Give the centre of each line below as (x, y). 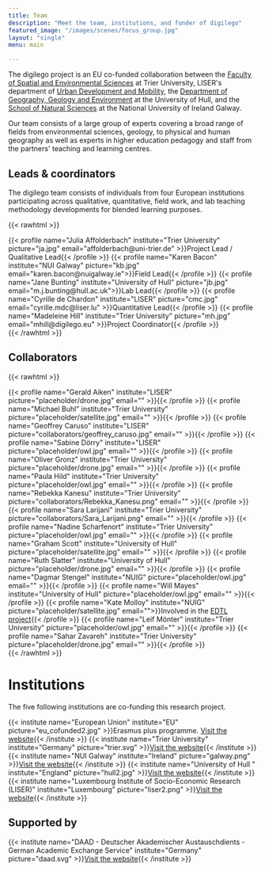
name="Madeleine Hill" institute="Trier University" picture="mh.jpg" (119, 316)
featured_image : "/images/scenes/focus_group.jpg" (93, 30)
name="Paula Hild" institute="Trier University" (84, 476)
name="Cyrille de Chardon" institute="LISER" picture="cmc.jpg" (113, 299)
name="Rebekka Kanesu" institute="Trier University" (95, 493)
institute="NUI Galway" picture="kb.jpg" (74, 265)
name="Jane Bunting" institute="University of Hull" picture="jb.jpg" (118, 282)
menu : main (26, 45)
